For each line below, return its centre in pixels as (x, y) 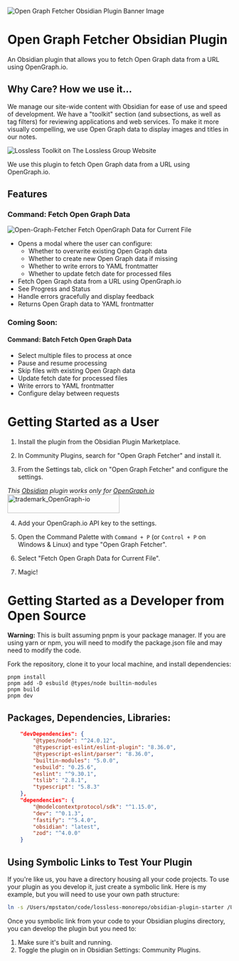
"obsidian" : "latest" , (67, 827)
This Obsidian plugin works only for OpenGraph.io (81, 490)
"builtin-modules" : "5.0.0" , (76, 760)
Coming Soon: (33, 322)
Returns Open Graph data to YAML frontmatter (86, 304)
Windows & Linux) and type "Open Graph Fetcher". (92, 544)
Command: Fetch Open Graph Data (69, 215)
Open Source (47, 616)
